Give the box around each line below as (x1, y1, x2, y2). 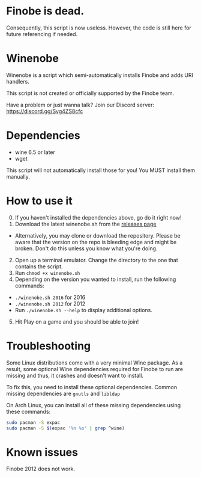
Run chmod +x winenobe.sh (14, 269, 80, 276)
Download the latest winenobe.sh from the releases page (14, 220, 157, 227)
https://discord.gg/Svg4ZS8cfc (6, 107, 83, 115)
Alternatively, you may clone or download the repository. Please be (14, 232, 181, 239)
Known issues (6, 445, 78, 459)
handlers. (6, 78, 30, 85)
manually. (6, 173, 30, 180)
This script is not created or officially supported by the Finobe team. (6, 89, 175, 97)
